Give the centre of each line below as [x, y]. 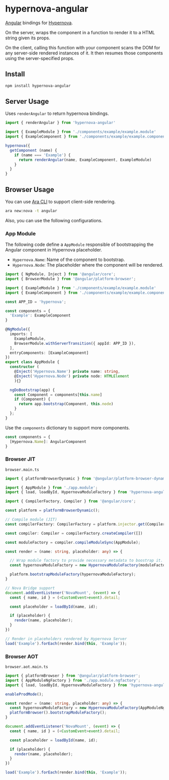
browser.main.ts [22, 470]
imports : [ [21, 334]
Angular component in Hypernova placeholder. [54, 250]
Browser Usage [30, 189]
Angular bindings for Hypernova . [39, 23]
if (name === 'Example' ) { [43, 155]
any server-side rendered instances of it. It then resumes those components [84, 53]
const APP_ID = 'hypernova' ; [36, 302]
